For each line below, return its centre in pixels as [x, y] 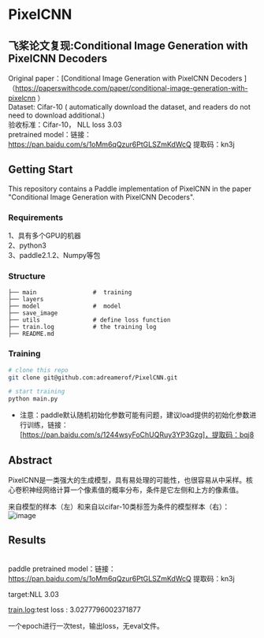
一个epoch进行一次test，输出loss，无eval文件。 [86, 625]
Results [27, 541]
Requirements [36, 217]
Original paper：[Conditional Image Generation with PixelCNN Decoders [125, 78]
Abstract [30, 460]
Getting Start [41, 170]
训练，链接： [47, 425]
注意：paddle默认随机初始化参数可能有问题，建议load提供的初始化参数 [134, 415]
